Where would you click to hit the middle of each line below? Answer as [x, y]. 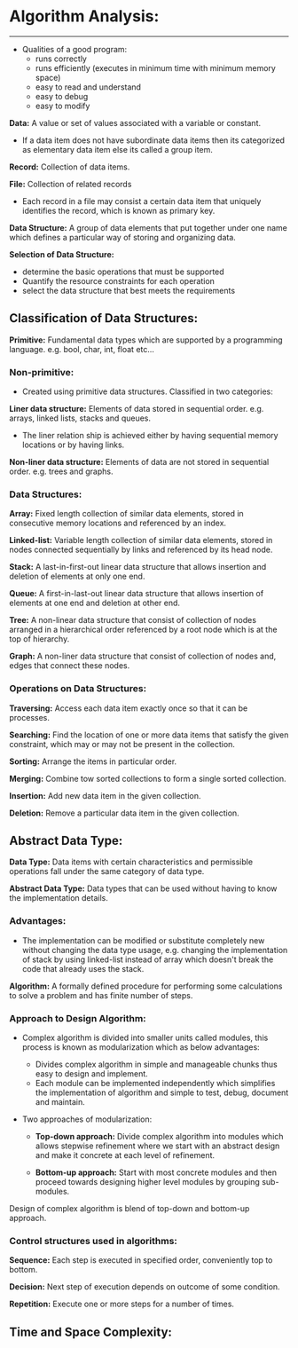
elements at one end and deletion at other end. [94, 603]
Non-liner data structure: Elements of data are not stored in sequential [139, 462]
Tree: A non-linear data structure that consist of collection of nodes [133, 620]
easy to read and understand [88, 87]
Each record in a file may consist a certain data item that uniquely [141, 201]
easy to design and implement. [91, 1074]
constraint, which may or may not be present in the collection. [122, 744]
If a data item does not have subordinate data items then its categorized [153, 140]
